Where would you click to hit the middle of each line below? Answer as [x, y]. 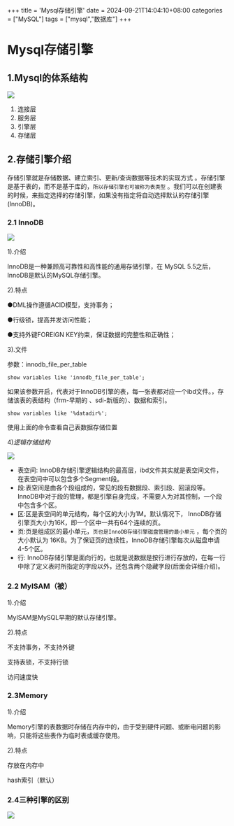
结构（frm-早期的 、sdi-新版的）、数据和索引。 [104, 400]
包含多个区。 [42, 505]
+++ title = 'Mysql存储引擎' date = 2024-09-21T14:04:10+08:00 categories [115, 10]
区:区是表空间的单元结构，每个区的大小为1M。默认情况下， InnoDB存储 [119, 514]
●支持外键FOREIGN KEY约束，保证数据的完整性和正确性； [92, 335]
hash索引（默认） [32, 780]
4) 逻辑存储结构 [29, 442]
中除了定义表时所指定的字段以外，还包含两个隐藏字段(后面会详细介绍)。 [121, 567]
